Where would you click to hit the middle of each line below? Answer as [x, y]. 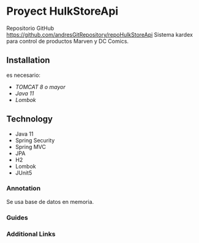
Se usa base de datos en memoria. [50, 201]
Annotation [24, 189]
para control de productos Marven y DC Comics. [68, 41]
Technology [30, 119]
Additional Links [31, 234]
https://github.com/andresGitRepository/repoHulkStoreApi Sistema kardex [99, 34]
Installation [28, 60]
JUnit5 [24, 173]
